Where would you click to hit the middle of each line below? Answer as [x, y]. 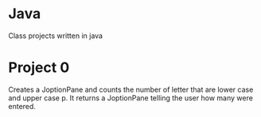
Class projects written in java [56, 36]
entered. [22, 106]
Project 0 [39, 68]
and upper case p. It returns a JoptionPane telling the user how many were [130, 98]
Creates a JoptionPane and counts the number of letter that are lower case [131, 89]
